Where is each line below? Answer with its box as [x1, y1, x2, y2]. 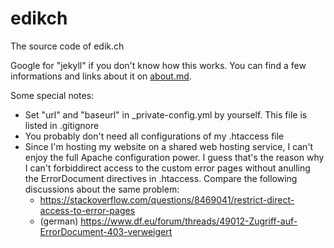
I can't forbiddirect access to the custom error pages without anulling [24, 162, 311, 174]
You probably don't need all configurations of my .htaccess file [24, 130, 285, 142]
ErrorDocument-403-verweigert [39, 225, 173, 237]
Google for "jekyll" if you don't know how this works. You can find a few [10, 59, 307, 71]
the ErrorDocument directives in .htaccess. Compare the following [24, 172, 298, 184]
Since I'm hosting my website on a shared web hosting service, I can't [24, 140, 314, 152]
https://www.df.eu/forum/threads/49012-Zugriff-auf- [80, 215, 298, 227]
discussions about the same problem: [24, 183, 180, 195]
